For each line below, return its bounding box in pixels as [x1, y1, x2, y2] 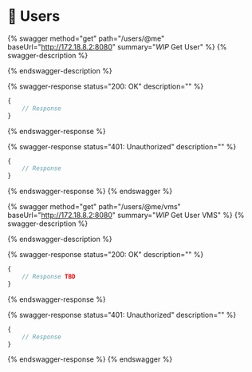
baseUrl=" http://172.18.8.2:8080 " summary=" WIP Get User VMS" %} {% [7, 211, 245, 220]
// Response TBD [22, 273, 77, 281]
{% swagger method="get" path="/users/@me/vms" [7, 202, 181, 212]
